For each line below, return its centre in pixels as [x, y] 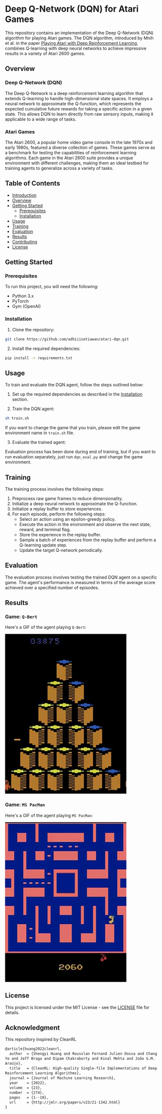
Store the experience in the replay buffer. [60, 534]
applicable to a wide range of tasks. [41, 119]
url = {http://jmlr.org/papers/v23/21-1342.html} [65, 1103]
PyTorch [20, 301]
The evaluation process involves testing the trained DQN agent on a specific [81, 577]
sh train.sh [17, 419]
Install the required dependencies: [46, 348]
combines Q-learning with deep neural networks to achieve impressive [76, 48]
